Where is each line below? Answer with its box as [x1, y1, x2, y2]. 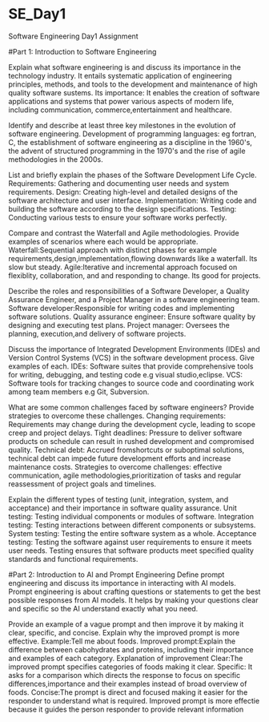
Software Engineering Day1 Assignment [8, 31, 139, 41]
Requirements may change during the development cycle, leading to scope [8, 419, 256, 429]
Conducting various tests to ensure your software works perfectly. [8, 212, 227, 222]
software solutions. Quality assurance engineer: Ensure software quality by [8, 312, 256, 321]
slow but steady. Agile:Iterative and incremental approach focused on [8, 262, 238, 272]
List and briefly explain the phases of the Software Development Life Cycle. [8, 170, 257, 179]
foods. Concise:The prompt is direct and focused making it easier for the [8, 687, 248, 697]
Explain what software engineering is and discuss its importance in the [8, 62, 242, 72]
